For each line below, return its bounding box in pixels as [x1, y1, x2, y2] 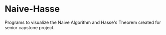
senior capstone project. [4, 24, 55, 30]
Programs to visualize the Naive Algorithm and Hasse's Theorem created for [4, 19, 162, 25]
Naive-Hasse [4, 3, 60, 15]
